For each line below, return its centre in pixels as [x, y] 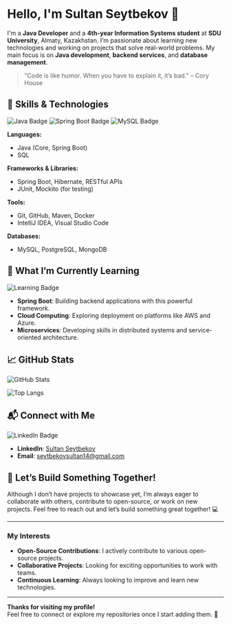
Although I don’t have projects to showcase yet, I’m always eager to [103, 494]
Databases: [24, 236]
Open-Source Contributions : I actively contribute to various [102, 551]
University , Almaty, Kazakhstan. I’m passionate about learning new [102, 40]
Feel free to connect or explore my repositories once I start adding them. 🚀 [113, 615]
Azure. [26, 323]
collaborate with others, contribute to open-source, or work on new [102, 501]
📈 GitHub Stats [41, 360]
